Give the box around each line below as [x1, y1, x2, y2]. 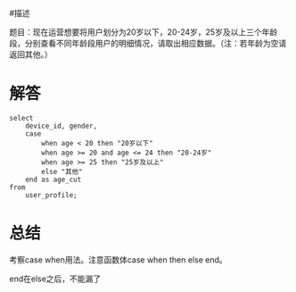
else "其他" [41, 167, 83, 176]
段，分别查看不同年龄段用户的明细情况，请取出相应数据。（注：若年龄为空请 [9, 38, 287, 48]
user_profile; [25, 190, 78, 199]
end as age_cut [25, 175, 82, 184]
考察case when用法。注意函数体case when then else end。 [9, 254, 227, 265]
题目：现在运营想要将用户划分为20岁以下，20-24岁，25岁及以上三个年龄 [9, 27, 278, 38]
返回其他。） [9, 49, 53, 60]
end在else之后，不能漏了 [9, 273, 102, 284]
